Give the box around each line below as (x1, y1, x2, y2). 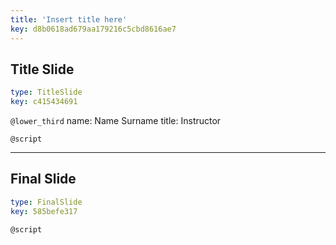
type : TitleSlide (10, 87, 83, 98)
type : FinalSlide (10, 197, 83, 207)
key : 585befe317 (10, 206, 78, 216)
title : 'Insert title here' (10, 14, 128, 25)
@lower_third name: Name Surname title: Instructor (10, 115, 222, 127)
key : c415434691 (10, 97, 78, 107)
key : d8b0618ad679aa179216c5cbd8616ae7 (10, 24, 177, 34)
